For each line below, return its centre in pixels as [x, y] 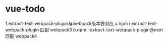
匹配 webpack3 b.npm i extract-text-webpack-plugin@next [101, 30]
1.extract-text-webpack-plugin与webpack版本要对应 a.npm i [68, 23]
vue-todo [25, 9]
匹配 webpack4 [21, 36]
